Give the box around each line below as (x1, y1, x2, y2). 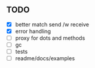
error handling (15, 27, 51, 35)
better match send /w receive (15, 20, 90, 28)
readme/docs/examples (15, 55, 75, 62)
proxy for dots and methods (15, 34, 85, 42)
